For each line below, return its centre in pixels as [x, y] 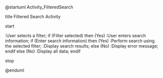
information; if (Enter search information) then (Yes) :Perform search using [80, 41]
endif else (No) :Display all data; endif [43, 51]
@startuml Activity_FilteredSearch [39, 7]
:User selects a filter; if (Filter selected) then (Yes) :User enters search [76, 36]
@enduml [15, 70]
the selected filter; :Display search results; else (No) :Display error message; [82, 46]
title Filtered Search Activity [33, 16]
